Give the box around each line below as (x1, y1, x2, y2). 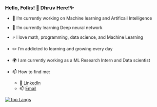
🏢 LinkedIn (19, 80, 41, 86)
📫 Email (19, 86, 37, 92)
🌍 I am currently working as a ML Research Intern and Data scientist (12, 58, 150, 63)
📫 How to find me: (12, 69, 50, 75)
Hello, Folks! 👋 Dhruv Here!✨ (5, 4, 74, 11)
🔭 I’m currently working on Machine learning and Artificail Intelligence (12, 15, 152, 21)
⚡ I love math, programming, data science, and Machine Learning (12, 34, 143, 40)
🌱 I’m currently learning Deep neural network (12, 25, 102, 31)
